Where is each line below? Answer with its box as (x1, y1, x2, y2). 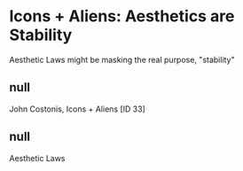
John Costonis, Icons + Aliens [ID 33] (9, 104, 146, 114)
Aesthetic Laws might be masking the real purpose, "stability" (9, 54, 235, 65)
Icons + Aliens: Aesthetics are (9, 6, 235, 27)
